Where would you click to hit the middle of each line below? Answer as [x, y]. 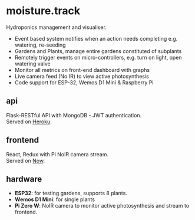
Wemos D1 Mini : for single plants [55, 199]
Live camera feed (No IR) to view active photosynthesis [82, 76]
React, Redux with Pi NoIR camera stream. [57, 154]
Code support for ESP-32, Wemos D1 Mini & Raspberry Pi [84, 82]
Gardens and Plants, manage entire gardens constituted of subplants [98, 51]
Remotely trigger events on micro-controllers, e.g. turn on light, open [98, 57]
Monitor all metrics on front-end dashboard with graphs [82, 70]
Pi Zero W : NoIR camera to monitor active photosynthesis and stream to [102, 206]
